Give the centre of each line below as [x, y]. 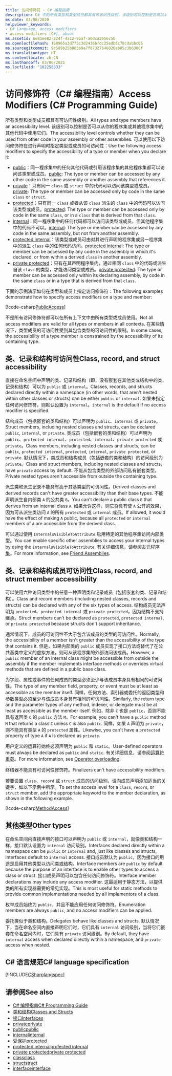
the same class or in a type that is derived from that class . [74, 281]
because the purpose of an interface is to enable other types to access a [82, 869]
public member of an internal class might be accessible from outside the [82, 658]
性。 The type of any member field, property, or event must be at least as [82, 686]
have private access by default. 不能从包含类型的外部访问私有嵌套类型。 [82, 470]
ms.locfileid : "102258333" [34, 67]
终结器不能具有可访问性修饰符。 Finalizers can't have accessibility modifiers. [86, 770]
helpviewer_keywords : [28, 24]
